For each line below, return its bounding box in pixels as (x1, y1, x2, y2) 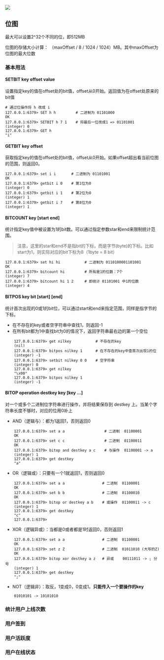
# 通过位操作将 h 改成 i (5, 105, 50, 110)
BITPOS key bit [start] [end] (5, 294, 63, 299)
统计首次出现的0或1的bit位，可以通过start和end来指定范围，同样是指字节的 (5, 305, 157, 311)
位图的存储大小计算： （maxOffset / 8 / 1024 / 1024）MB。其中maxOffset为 (5, 44, 159, 50)
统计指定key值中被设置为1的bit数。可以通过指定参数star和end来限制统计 (5, 227, 151, 232)
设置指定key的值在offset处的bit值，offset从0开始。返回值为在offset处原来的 (5, 88, 159, 94)
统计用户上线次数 (5, 606, 46, 613)
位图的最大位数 (5, 50, 35, 56)
